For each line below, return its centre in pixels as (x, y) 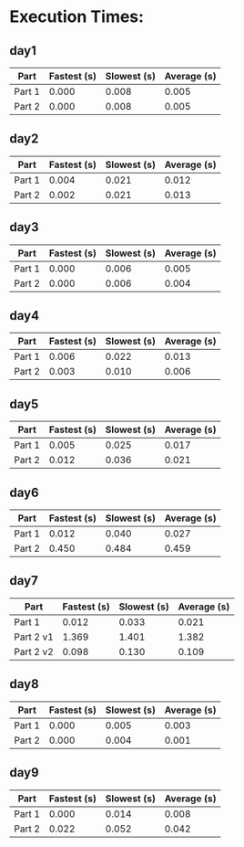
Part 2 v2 (34, 651)
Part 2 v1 (34, 637)
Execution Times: (76, 17)
